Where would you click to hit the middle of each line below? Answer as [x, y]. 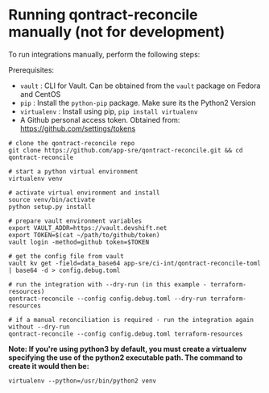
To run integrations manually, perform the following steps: [104, 54]
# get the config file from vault [66, 256]
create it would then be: [49, 366]
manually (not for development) [117, 32]
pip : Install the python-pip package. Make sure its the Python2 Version [138, 102]
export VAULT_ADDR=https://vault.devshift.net [88, 228]
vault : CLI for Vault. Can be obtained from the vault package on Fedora [140, 86]
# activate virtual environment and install [84, 192]
